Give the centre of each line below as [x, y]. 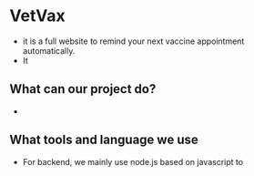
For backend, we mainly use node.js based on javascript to [133, 161]
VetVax [37, 16]
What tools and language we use [104, 140]
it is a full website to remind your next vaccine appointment [133, 41]
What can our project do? [83, 89]
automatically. [49, 50]
